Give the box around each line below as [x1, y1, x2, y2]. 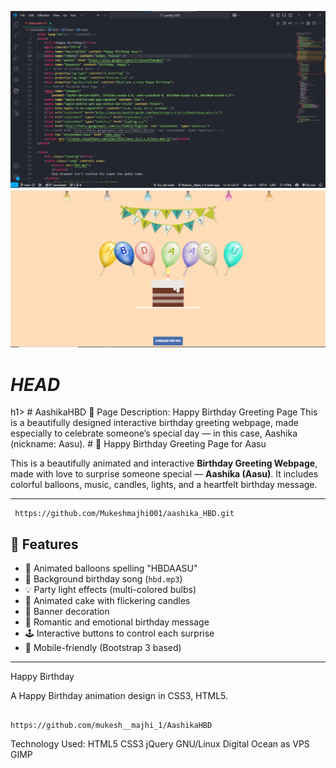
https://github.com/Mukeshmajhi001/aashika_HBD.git [14, 509, 235, 519]
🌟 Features [10, 536, 79, 553]
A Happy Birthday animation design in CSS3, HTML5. [10, 690, 229, 702]
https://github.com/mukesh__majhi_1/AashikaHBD [10, 721, 213, 731]
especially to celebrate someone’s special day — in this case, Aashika [10, 427, 298, 440]
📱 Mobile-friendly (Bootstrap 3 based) [24, 642, 182, 654]
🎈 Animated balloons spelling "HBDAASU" [24, 562, 198, 575]
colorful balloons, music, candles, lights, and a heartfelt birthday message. [10, 479, 318, 491]
